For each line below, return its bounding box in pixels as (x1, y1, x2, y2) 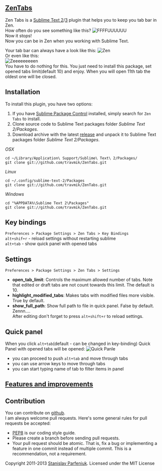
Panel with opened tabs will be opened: (5, 346, 85, 352)
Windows (5, 191, 25, 197)
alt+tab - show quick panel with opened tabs (5, 241, 97, 247)
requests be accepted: (5, 420, 51, 426)
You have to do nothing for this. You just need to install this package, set (5, 63, 152, 69)
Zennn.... (12, 308, 31, 314)
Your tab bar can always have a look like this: (5, 47, 97, 53)
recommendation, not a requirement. (12, 451, 87, 457)
